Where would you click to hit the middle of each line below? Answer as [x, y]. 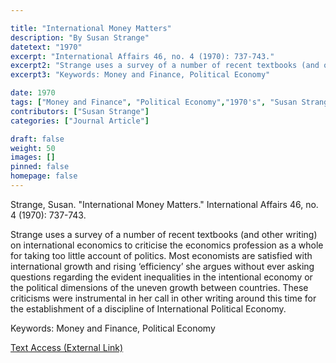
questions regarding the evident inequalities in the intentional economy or [161, 277]
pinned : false [40, 167]
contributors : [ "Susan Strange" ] [80, 111]
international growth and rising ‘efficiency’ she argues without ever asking [162, 266]
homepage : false [44, 176]
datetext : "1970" [46, 47]
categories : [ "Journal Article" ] [80, 121]
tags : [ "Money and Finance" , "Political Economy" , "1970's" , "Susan [154, 102]
